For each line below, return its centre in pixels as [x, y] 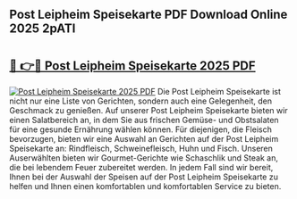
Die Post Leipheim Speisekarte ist [219, 91]
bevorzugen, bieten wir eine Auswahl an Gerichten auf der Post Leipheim [144, 139]
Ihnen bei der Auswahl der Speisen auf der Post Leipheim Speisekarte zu [144, 177]
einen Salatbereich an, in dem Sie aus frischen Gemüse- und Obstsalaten [144, 120]
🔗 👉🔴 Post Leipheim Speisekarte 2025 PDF [133, 66]
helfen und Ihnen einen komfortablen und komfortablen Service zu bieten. [145, 186]
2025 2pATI [42, 29]
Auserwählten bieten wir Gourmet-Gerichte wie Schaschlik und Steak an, [144, 158]
